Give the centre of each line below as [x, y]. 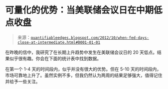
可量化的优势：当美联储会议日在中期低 [84, 10]
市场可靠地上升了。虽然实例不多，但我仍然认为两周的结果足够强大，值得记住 [84, 75]
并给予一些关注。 [23, 81]
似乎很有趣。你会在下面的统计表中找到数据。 [55, 58]
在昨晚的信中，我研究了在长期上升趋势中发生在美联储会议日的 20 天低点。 [81, 52]
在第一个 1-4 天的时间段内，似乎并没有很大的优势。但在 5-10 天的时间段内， [83, 69]
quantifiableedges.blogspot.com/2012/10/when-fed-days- [90, 38]
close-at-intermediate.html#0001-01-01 [59, 42]
